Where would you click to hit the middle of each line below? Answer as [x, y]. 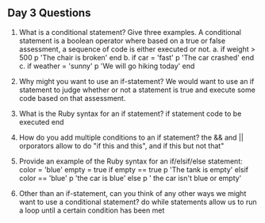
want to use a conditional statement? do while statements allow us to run [138, 202]
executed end [41, 121]
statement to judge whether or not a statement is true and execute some [137, 90]
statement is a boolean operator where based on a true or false [122, 40]
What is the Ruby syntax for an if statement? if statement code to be [130, 113]
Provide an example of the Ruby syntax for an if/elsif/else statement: [131, 161]
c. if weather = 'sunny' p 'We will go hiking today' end [107, 66]
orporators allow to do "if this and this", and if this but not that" [121, 145]
